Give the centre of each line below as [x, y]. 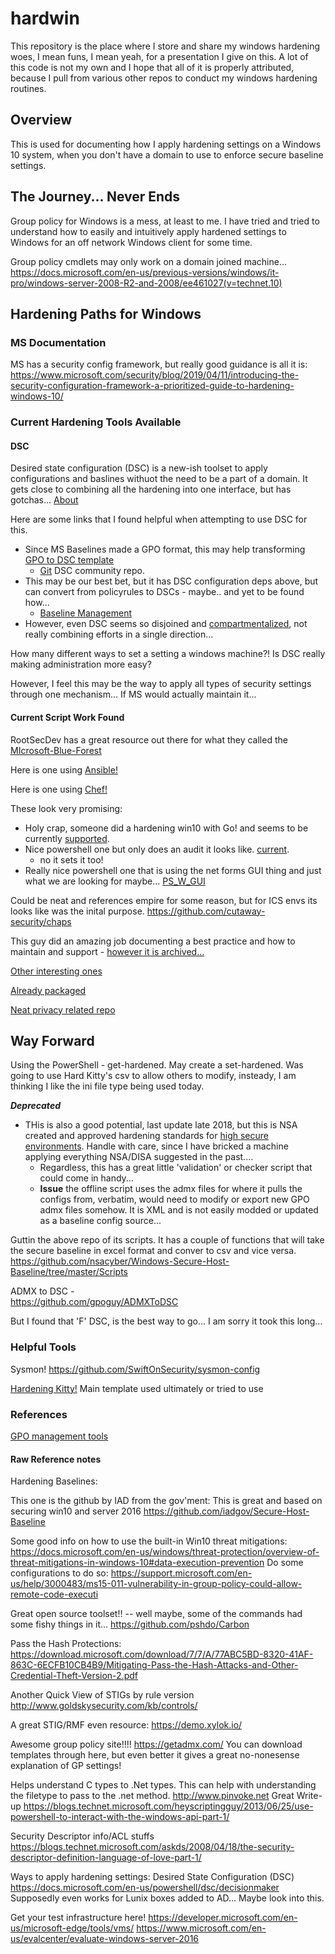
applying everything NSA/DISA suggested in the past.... [139, 1157]
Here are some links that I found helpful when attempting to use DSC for [159, 519]
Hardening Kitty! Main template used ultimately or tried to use [137, 1388]
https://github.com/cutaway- [206, 911]
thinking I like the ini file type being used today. [107, 1086]
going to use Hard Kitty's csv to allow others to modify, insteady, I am [153, 1076]
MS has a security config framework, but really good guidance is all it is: [159, 364]
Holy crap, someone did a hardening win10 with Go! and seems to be [166, 828]
